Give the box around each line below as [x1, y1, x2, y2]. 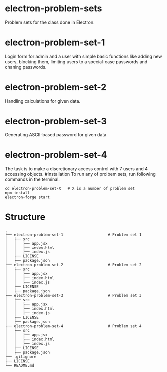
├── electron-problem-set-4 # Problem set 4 [5, 323, 142, 329]
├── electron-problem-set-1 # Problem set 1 [5, 232, 142, 237]
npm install [5, 190, 30, 195]
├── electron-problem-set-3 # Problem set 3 [5, 293, 142, 298]
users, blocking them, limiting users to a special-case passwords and [5, 58, 148, 65]
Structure [5, 211, 46, 222]
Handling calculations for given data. [5, 98, 81, 104]
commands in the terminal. [5, 176, 60, 182]
